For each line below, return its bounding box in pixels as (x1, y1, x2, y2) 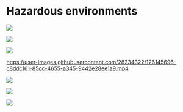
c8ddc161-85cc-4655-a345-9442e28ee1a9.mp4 (6, 65, 129, 72)
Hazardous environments (6, 4, 138, 18)
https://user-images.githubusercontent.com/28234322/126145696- (6, 58, 177, 65)
